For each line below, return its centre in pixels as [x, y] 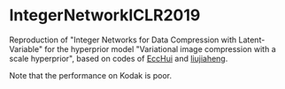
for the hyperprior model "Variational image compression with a [160, 48]
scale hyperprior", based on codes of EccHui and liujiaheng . [119, 58]
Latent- [252, 40]
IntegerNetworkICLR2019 [105, 15]
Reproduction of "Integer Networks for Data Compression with [123, 40]
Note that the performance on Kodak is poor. [91, 75]
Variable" [26, 48]
